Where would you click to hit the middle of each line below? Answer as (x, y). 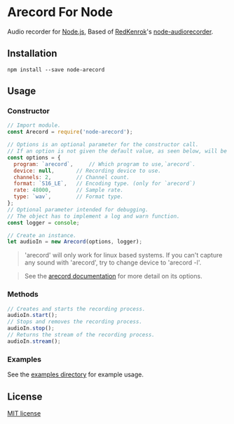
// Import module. (34, 126)
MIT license (24, 413)
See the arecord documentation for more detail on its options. (113, 276)
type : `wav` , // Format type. (69, 197)
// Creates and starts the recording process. (76, 309)
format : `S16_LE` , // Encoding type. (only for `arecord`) (105, 184)
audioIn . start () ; (33, 316)
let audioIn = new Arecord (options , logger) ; (75, 242)
